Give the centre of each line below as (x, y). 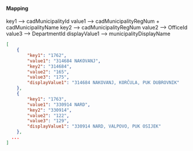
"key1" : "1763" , (47, 99)
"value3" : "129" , (48, 121)
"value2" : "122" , (48, 115)
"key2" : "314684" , (50, 66)
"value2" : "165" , (48, 72)
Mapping (17, 8)
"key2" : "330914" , (50, 110)
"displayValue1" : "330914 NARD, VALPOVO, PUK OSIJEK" (94, 126)
